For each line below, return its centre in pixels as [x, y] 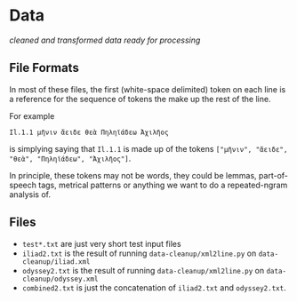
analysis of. [30, 194]
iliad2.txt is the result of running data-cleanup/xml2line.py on [139, 253]
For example [32, 115]
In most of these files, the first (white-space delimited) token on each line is [148, 89]
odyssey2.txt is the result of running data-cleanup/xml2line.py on [143, 270]
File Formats [44, 68]
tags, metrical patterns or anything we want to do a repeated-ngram [163, 185]
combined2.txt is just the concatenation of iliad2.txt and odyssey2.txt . [154, 287]
